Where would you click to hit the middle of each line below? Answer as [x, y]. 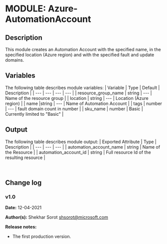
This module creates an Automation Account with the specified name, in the [83, 49]
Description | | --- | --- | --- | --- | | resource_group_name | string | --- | [79, 93]
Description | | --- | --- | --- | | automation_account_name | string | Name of [83, 147]
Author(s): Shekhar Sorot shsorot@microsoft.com [57, 217]
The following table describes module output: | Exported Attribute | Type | [81, 142]
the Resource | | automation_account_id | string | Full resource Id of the [78, 152]
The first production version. [42, 237]
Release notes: [21, 227]
